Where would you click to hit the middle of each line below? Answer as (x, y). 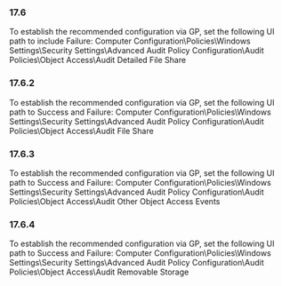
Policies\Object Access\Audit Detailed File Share (98, 60)
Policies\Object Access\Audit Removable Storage (99, 272)
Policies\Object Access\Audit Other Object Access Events (115, 201)
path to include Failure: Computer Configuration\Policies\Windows (130, 41)
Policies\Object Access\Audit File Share (81, 131)
